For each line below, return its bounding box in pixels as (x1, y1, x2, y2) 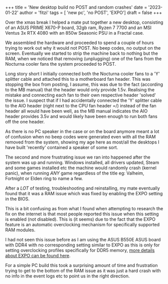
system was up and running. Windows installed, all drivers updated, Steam (5, 160, 159, 165)
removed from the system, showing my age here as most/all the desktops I (5, 139, 159, 145)
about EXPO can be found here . (5, 253, 71, 258)
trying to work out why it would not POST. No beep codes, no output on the (5, 45, 161, 51)
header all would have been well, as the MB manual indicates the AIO (5, 108, 148, 114)
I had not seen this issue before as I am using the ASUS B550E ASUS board (5, 237, 161, 242)
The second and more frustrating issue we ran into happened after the (5, 154, 150, 160)
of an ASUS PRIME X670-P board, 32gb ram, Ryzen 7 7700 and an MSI (5, 25, 152, 31)
